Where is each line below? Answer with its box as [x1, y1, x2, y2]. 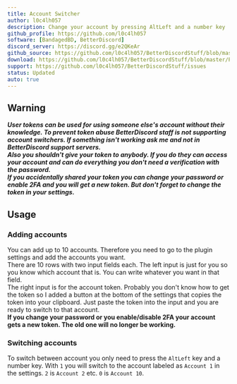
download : [7, 56, 37, 63]
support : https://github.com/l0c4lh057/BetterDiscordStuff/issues [7, 63, 207, 70]
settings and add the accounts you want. [7, 253, 126, 261]
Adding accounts [7, 230, 68, 240]
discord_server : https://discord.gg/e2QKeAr [7, 43, 140, 50]
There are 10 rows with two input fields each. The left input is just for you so [7, 260, 228, 268]
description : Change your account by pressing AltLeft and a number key [7, 23, 226, 30]
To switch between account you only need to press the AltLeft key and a [7, 354, 221, 363]
